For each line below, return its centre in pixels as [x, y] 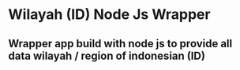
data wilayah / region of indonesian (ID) [107, 55]
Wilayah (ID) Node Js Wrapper [109, 15]
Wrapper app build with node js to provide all [120, 44]
